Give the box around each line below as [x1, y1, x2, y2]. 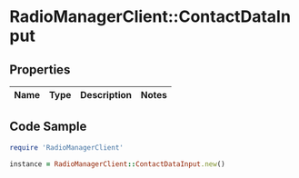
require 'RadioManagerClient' [9, 143, 125, 152]
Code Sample [9, 119, 87, 134]
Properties [9, 62, 71, 77]
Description [80, 89, 132, 101]
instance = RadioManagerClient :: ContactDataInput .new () [9, 159, 225, 169]
